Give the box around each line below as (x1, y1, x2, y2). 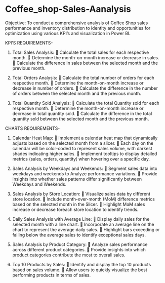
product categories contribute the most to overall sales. (12, 252, 125, 258)
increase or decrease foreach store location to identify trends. (12, 206, 139, 212)
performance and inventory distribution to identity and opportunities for (5, 25, 151, 31)
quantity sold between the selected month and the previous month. (12, 116, 149, 121)
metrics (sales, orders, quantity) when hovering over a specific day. (12, 156, 150, 162)
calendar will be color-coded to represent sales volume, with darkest (12, 145, 152, 151)
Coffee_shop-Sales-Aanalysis (5, 3, 131, 15)
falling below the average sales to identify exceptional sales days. (12, 232, 146, 238)
